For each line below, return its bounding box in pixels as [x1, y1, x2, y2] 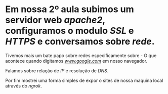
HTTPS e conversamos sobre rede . [5, 36, 155, 48]
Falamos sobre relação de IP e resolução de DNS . [5, 67, 109, 74]
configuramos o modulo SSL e [5, 25, 134, 36]
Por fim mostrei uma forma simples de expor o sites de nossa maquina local [5, 77, 163, 83]
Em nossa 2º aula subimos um [5, 4, 134, 15]
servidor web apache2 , [5, 14, 105, 26]
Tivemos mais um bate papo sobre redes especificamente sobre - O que [5, 52, 157, 59]
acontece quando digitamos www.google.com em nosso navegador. [5, 58, 148, 64]
